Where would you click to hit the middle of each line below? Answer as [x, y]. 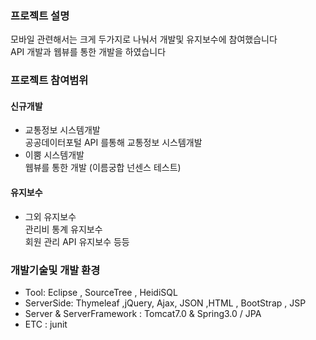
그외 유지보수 [50, 216]
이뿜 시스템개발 [54, 155]
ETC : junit [46, 324]
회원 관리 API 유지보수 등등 [77, 241]
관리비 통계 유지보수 [63, 229]
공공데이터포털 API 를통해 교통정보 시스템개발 [113, 143]
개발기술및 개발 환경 [55, 270]
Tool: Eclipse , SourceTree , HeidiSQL [101, 292]
